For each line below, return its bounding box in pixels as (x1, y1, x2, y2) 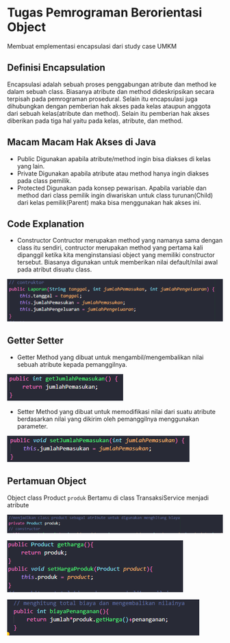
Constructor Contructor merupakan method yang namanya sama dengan (16, 236, 223, 245)
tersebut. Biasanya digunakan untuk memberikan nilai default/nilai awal (16, 258, 218, 267)
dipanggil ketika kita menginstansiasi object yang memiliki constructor (16, 251, 216, 259)
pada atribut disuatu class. (16, 265, 92, 274)
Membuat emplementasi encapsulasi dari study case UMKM (7, 42, 177, 50)
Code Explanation (7, 218, 84, 230)
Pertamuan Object (7, 475, 87, 487)
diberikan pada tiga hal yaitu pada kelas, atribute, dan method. (7, 117, 183, 125)
